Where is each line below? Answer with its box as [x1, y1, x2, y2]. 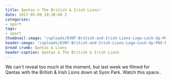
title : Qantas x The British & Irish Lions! [5, 7, 101, 13]
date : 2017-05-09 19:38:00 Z [5, 12, 67, 17]
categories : [5, 17, 31, 22]
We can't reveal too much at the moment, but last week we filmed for [5, 64, 150, 70]
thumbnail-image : [5, 36, 42, 41]
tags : [5, 26, 17, 31]
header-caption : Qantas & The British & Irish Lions [5, 50, 120, 55]
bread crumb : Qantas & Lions [5, 45, 67, 50]
